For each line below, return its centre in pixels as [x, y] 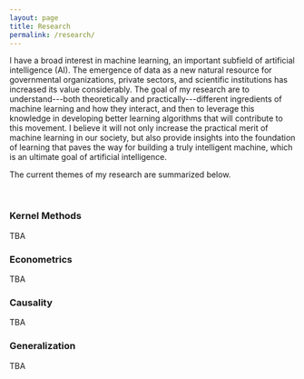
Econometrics [41, 259]
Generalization [43, 346]
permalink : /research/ [52, 35]
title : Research [40, 26]
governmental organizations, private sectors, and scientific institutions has [149, 80]
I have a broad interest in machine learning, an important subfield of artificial [152, 61]
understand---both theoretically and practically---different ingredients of [146, 99]
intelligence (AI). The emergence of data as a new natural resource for [141, 70]
